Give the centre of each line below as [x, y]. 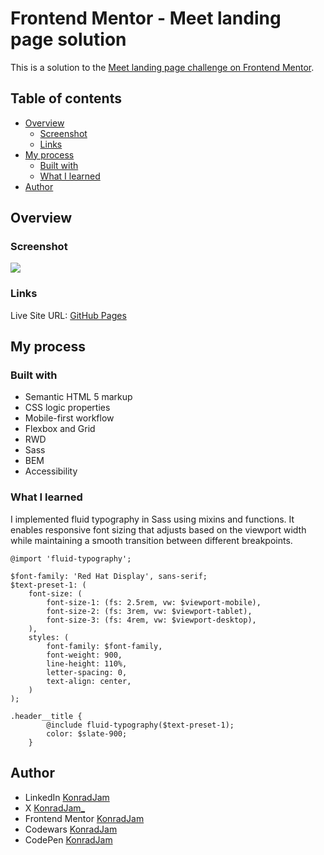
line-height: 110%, [87, 663]
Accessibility [51, 471]
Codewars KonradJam [71, 829]
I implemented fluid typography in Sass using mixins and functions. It [152, 519]
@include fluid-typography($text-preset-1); [140, 725]
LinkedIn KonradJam [67, 797]
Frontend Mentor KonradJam [84, 818]
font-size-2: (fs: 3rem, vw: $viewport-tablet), [149, 611]
